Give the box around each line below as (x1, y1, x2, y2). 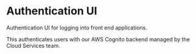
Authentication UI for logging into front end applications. (6, 24, 148, 31)
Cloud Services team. (6, 42, 61, 49)
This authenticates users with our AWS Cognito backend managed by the (6, 35, 191, 43)
